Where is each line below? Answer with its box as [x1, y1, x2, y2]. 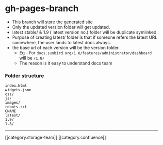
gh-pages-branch [5, 3, 79, 14]
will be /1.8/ [19, 55, 45, 61]
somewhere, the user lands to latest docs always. [12, 39, 111, 45]
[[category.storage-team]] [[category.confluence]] [5, 134, 106, 141]
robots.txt [5, 105, 27, 110]
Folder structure [5, 72, 44, 79]
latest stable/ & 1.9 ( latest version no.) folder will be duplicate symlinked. [12, 29, 158, 35]
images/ [5, 100, 21, 105]
